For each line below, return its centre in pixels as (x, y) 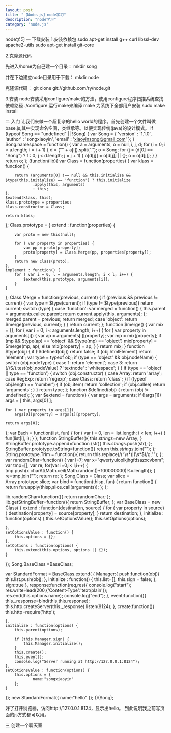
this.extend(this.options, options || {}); (61, 550)
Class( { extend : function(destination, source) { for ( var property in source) (85, 508)
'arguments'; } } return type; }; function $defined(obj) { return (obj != (77, 390)
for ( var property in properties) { (54, 244)
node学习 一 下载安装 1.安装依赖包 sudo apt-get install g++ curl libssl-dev (82, 39)
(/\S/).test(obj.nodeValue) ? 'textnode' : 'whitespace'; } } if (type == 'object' (84, 368)
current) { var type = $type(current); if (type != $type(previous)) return (79, 303)
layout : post (19, 10)
